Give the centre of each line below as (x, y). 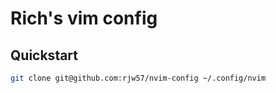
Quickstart (44, 55)
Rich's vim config (84, 18)
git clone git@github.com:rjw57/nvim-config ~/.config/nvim (138, 78)
